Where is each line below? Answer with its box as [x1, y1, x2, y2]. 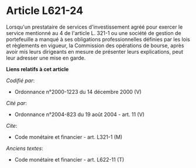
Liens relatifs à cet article [6, 65, 69, 72]
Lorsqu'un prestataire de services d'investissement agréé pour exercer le [6, 23, 183, 30]
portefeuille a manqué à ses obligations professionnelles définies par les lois [6, 36, 190, 43]
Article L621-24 [6, 4, 84, 17]
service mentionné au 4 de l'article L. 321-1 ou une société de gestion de [6, 29, 181, 36]
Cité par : [6, 99, 27, 106]
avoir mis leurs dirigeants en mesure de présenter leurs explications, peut [6, 48, 183, 55]
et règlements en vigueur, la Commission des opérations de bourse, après [6, 42, 184, 49]
